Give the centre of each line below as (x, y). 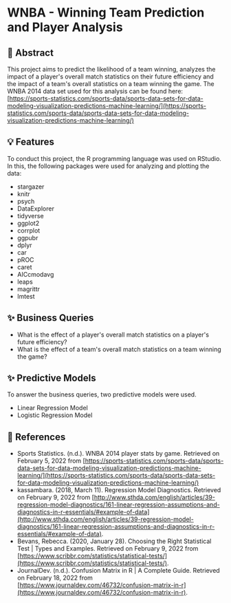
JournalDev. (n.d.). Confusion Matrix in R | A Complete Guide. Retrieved (118, 571)
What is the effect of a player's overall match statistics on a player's (113, 335)
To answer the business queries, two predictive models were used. (102, 394)
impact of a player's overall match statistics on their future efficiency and (111, 76)
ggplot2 (28, 223)
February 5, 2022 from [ (51, 461)
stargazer (31, 187)
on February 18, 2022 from (55, 578)
